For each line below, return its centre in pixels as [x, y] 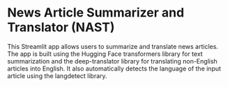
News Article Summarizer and [96, 13]
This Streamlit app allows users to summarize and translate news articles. [113, 46]
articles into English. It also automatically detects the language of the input [114, 68]
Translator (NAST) [61, 27]
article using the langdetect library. [57, 76]
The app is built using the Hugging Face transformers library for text [105, 54]
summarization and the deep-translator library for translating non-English [112, 61]
